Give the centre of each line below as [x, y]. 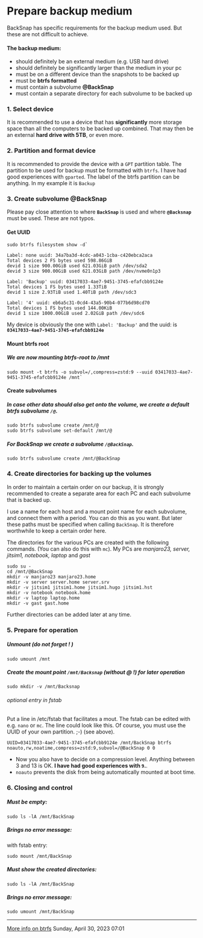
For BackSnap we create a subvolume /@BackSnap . [70, 444]
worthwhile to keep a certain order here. [57, 531]
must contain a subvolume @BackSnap [64, 87]
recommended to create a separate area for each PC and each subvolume [99, 493]
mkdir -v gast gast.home [38, 603]
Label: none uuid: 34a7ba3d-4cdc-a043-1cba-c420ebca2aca [80, 255]
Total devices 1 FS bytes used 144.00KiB [60, 308]
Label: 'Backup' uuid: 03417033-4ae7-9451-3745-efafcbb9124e [85, 282]
